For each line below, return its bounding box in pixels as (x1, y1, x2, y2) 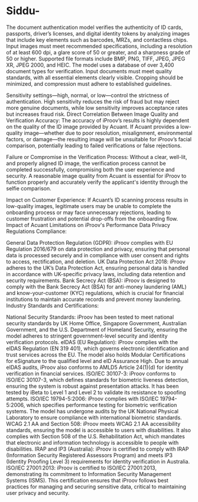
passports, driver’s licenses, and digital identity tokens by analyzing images (6, 30, 190, 37)
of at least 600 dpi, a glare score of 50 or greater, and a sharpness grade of (6, 48, 190, 56)
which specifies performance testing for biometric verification (26, 401, 177, 409)
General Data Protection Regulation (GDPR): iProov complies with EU (6, 239, 173, 246)
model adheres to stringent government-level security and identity (6, 332, 168, 339)
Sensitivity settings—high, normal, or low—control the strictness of (6, 92, 170, 99)
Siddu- (6, 4, 40, 18)
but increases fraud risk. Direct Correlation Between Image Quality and (6, 111, 178, 118)
